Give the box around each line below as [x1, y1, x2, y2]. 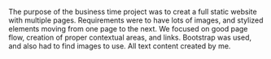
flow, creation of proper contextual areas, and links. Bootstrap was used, [8, 32, 252, 42]
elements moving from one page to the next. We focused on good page [8, 24, 248, 33]
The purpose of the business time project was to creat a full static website [8, 7, 258, 16]
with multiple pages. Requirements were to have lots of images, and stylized [8, 15, 264, 25]
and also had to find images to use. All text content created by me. [8, 41, 231, 51]
